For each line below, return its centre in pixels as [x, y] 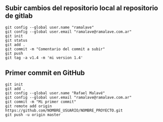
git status [16, 40]
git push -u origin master [33, 115]
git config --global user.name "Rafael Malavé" [55, 93]
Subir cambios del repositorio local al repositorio [82, 8]
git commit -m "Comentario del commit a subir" [55, 49]
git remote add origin [28, 106]
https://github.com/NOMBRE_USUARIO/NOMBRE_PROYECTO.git [64, 110]
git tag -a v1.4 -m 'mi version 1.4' [44, 58]
